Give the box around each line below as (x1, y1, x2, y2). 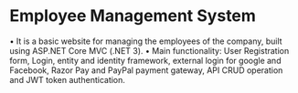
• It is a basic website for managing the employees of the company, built (9, 36, 282, 46)
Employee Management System (9, 5, 256, 26)
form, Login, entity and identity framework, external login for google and (9, 55, 282, 66)
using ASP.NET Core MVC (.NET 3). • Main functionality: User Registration (9, 45, 290, 56)
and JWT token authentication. (9, 74, 126, 85)
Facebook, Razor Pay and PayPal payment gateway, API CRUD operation (9, 65, 283, 76)
